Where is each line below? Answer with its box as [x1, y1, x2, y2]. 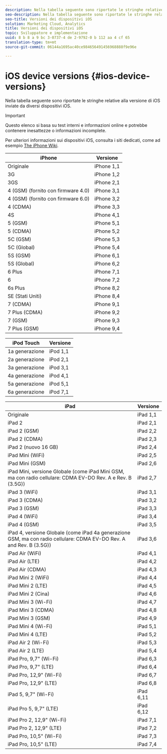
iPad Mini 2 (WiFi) [7, 574, 50, 581]
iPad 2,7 [137, 474, 157, 481]
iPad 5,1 [137, 623, 157, 630]
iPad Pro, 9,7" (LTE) [7, 663, 54, 670]
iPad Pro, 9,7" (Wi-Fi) [7, 655, 59, 662]
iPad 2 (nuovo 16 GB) [7, 443, 59, 450]
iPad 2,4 [137, 443, 157, 450]
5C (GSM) [7, 236, 31, 243]
